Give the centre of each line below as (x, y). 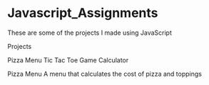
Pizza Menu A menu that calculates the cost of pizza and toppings (104, 74)
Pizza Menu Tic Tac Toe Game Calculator (68, 60)
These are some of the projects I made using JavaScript (90, 33)
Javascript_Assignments (83, 13)
